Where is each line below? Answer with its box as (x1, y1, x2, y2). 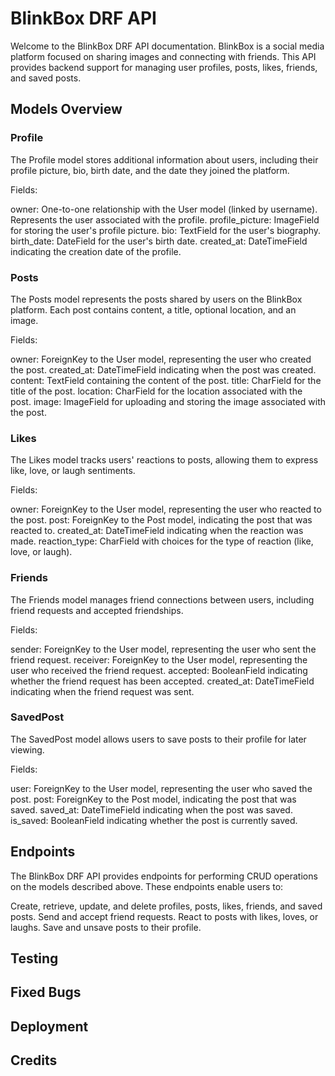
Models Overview (10, 101, 123, 118)
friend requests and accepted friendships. (10, 604, 184, 616)
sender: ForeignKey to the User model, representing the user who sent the (10, 643, 317, 655)
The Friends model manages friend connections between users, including (10, 593, 315, 606)
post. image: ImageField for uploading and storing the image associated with (10, 395, 326, 407)
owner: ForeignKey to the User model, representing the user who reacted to (10, 503, 322, 516)
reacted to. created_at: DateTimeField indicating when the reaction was (10, 525, 304, 537)
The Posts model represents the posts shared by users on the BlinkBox (10, 293, 303, 305)
